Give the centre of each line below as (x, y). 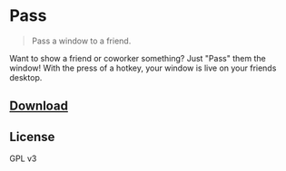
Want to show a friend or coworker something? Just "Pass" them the (138, 58)
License (32, 137)
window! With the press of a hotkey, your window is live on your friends (143, 68)
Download (39, 106)
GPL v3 (23, 158)
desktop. (26, 77)
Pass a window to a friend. (81, 41)
